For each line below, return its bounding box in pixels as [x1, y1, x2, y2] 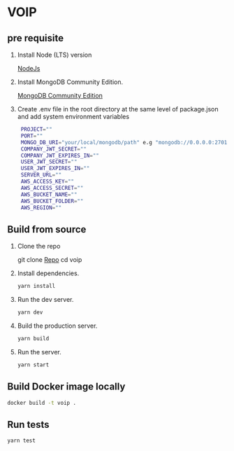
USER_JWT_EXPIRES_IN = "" [20, 165, 90, 172]
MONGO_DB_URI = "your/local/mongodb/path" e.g [20, 139, 152, 146]
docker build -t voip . [7, 399, 77, 406]
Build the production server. [17, 321, 98, 330]
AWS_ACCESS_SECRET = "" [20, 184, 84, 191]
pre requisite [7, 32, 64, 44]
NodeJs [17, 64, 41, 72]
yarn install [17, 283, 56, 290]
